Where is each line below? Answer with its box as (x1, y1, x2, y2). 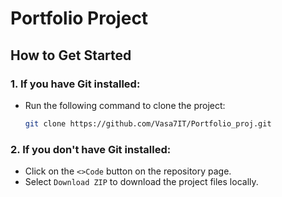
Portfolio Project (10, 7, 149, 30)
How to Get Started (10, 47, 132, 64)
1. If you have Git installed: (10, 77, 141, 91)
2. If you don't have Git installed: (10, 142, 172, 156)
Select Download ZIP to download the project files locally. (24, 176, 259, 188)
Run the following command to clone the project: (24, 99, 226, 111)
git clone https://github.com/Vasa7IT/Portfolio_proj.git (24, 118, 272, 129)
